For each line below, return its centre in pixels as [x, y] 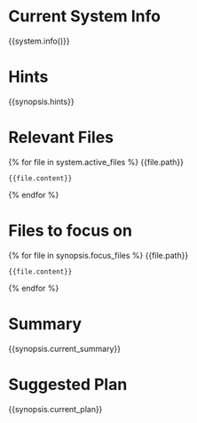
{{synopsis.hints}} [41, 101]
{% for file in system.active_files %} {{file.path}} [96, 162]
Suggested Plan [68, 384]
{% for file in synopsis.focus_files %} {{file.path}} [98, 255]
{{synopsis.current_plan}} [55, 409]
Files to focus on [70, 231]
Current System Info [85, 16]
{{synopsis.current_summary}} [65, 348]
